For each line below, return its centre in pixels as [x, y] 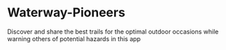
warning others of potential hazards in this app [74, 38]
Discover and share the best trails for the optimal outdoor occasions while [113, 32]
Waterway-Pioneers [66, 13]
